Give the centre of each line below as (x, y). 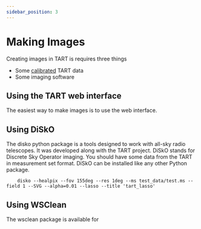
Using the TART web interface (64, 95)
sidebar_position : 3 (32, 12)
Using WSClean (36, 204)
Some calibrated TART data (49, 70)
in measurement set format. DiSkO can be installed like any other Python (97, 164)
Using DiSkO (31, 129)
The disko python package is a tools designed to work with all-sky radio (96, 144)
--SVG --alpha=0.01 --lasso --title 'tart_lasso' (92, 186)
